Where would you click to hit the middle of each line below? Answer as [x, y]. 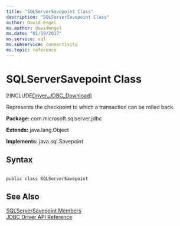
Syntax [19, 160]
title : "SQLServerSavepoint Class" [50, 12]
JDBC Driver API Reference [39, 217]
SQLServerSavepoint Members [44, 211]
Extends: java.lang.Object [37, 130]
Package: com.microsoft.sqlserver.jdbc [54, 118]
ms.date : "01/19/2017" [34, 34]
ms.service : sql [26, 39]
